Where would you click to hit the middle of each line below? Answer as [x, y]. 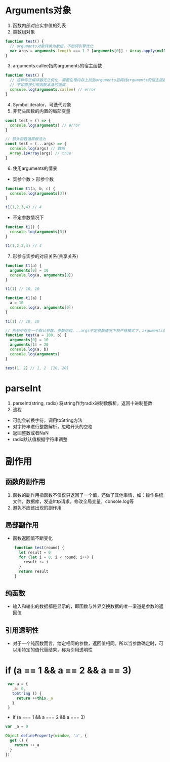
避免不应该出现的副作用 [37, 507]
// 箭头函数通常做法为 [26, 139]
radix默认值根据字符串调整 [40, 439]
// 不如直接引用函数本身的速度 [38, 85]
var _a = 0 [17, 727]
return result [34, 571]
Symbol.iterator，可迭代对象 [42, 104]
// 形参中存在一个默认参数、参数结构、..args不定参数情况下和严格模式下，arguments [84, 331]
